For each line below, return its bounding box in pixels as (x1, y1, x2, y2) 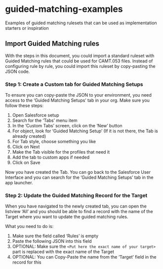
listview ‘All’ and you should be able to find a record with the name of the (5, 209, 153, 215)
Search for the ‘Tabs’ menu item (12, 117, 78, 123)
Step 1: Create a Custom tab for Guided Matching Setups (5, 81, 143, 88)
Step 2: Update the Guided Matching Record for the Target (5, 192, 148, 199)
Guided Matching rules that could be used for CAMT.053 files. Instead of (5, 58, 153, 64)
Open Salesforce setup (12, 112, 59, 118)
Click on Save (12, 160, 41, 165)
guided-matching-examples (5, 3, 123, 15)
